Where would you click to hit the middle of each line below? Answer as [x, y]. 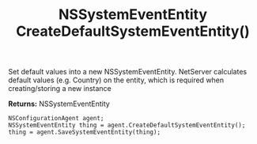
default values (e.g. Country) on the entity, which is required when [116, 80]
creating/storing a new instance [60, 89]
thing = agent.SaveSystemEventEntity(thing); [84, 132]
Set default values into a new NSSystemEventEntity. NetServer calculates [128, 72]
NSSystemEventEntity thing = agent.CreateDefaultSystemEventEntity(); [127, 125]
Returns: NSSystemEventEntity [59, 104]
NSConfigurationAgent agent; [56, 119]
